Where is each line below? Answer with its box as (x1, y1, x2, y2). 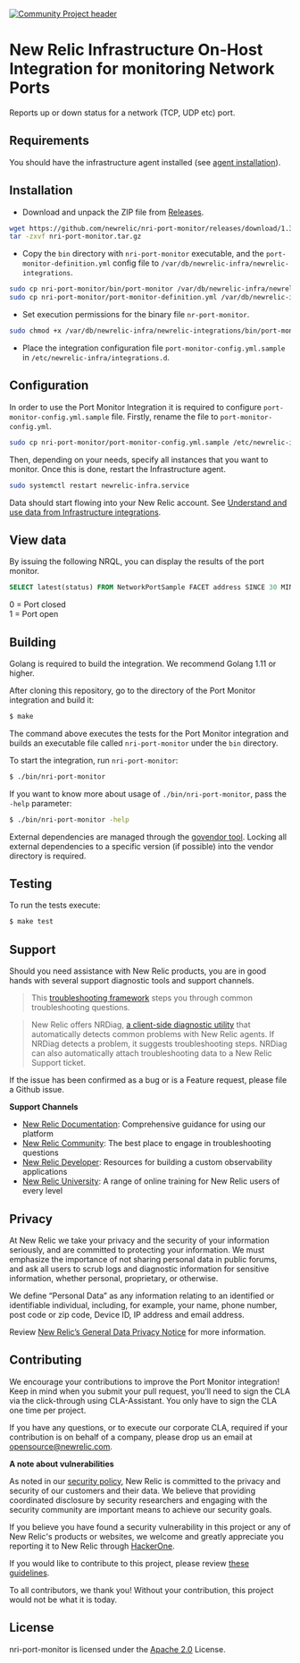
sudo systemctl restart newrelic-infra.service (9, 481, 190, 490)
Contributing (9, 1353, 82, 1368)
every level (21, 1186, 63, 1196)
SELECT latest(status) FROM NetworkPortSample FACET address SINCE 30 (9, 583, 278, 592)
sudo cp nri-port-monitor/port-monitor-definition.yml (9, 293, 218, 302)
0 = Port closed (9, 599, 67, 610)
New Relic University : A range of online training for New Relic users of (21, 1176, 280, 1186)
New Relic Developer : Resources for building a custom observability (21, 1157, 272, 1168)
